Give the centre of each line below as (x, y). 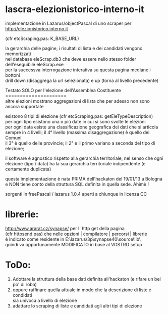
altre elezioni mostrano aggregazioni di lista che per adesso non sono (77, 101)
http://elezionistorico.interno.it (37, 28)
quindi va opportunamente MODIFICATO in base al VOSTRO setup (74, 244)
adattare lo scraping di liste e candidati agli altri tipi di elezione (77, 306)
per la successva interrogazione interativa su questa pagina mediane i (78, 70)
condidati (22, 295)
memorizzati (18, 54)
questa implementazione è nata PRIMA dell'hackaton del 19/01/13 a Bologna (84, 178)
